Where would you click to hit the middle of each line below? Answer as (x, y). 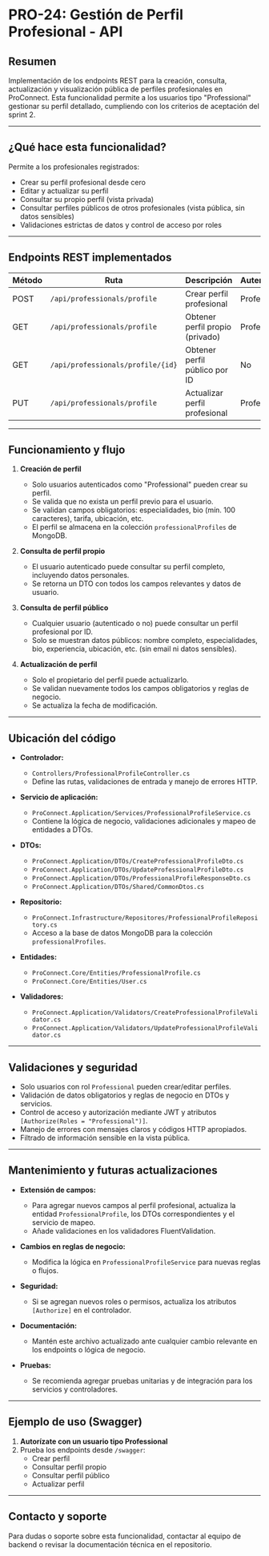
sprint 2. (22, 115)
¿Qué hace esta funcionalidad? (87, 147)
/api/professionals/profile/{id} (114, 365)
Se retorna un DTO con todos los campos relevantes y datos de (137, 584)
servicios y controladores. (75, 1389)
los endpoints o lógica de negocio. (89, 1349)
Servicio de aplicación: (59, 797)
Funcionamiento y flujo (67, 450)
